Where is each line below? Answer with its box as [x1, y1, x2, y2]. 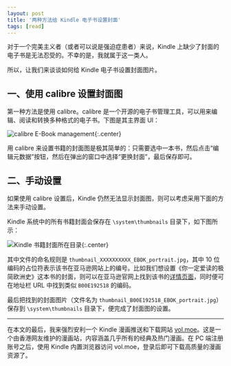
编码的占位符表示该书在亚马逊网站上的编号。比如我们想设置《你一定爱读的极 [7, 264, 224, 272]
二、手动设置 [7, 175, 62, 186]
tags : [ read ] [7, 23, 45, 30]
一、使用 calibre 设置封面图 [7, 87, 123, 100]
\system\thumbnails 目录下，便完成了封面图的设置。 [26, 304, 175, 312]
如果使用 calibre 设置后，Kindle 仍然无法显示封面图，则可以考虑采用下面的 [7, 194, 218, 202]
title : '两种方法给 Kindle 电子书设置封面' [7, 17, 122, 23]
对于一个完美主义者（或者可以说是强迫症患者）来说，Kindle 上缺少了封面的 [7, 43, 220, 51]
